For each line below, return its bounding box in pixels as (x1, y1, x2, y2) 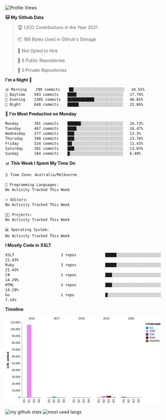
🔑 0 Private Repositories (17, 67, 67, 73)
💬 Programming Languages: (5, 182, 59, 187)
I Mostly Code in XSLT (5, 242, 52, 248)
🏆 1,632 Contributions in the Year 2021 (17, 24, 98, 30)
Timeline (5, 306, 24, 312)
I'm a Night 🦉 (5, 77, 32, 82)
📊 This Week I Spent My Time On (5, 160, 76, 166)
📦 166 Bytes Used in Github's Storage (17, 36, 96, 42)
